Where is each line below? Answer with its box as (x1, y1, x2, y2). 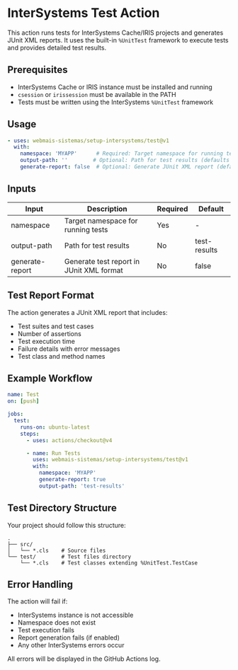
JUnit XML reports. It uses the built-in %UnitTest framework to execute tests (7, 35, 229, 44)
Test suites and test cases (17, 322, 94, 330)
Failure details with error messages (17, 345, 120, 353)
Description (87, 204, 127, 214)
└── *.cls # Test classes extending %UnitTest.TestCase (20, 559, 198, 567)
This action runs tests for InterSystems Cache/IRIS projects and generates (7, 28, 224, 37)
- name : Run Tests (25, 449, 81, 457)
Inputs (7, 183, 37, 195)
